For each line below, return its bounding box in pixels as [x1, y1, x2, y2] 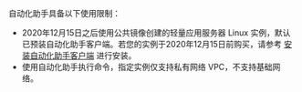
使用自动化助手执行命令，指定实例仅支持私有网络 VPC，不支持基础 [21, 62, 273, 72]
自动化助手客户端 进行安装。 [29, 50, 137, 61]
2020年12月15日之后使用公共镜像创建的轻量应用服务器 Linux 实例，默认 [21, 27, 291, 38]
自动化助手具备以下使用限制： [8, 8, 120, 18]
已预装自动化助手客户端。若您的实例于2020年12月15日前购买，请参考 [21, 39, 282, 49]
